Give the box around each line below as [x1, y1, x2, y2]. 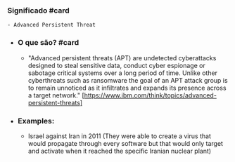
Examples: [17, 116, 55, 126]
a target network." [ [27, 90, 84, 100]
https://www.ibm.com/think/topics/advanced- [84, 90, 217, 100]
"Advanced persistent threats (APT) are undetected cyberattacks [27, 53, 217, 62]
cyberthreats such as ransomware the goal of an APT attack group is [27, 76, 228, 84]
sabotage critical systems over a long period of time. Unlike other [27, 69, 218, 77]
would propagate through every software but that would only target [27, 139, 224, 147]
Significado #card [7, 6, 70, 15]
